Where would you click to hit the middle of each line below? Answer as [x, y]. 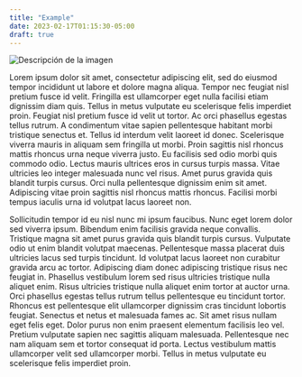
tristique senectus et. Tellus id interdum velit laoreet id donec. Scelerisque [147, 135]
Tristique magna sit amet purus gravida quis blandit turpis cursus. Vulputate [150, 239]
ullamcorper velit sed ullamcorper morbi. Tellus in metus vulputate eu [138, 354]
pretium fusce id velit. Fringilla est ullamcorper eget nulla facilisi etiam [139, 97]
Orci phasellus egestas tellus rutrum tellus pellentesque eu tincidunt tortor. [147, 296]
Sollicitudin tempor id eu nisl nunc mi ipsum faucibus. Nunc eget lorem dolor [151, 220]
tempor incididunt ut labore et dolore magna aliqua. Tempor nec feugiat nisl [149, 87]
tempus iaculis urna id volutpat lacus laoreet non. [101, 202]
